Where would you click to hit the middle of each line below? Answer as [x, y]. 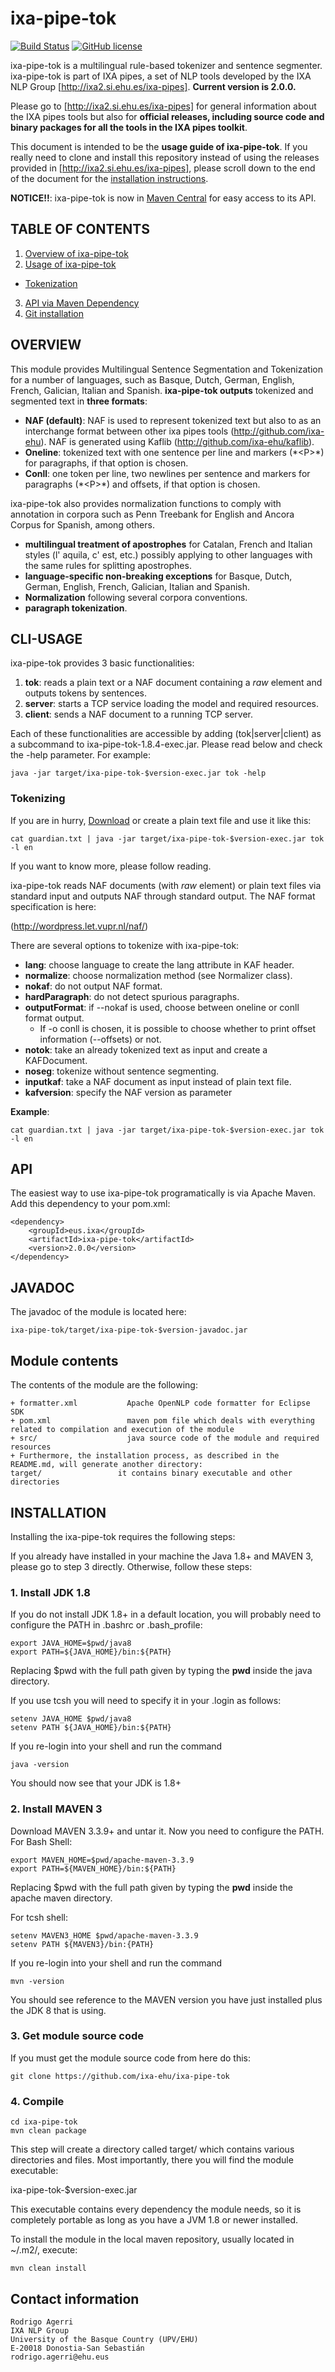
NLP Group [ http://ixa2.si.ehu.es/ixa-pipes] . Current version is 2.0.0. [153, 86]
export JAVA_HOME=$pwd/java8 [71, 1643]
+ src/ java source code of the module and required [165, 1438]
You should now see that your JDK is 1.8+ [96, 1783]
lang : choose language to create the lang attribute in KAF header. [159, 964]
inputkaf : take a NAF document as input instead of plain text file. [158, 1081]
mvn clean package [48, 2131]
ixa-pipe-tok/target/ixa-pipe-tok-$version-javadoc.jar [129, 1330]
